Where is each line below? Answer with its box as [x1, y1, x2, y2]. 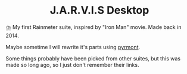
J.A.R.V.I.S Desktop [49, 4, 149, 17]
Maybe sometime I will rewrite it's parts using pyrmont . [5, 43, 141, 50]
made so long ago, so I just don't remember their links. [5, 61, 139, 68]
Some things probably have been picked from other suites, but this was [5, 54, 181, 62]
